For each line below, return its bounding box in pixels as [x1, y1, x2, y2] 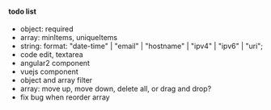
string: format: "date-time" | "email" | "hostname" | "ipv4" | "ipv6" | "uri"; [19, 41, 264, 51]
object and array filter [19, 75, 93, 85]
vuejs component [19, 67, 78, 76]
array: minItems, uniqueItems [19, 33, 118, 43]
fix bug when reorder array [19, 92, 111, 102]
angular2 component [19, 59, 91, 68]
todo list [8, 6, 36, 16]
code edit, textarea [19, 50, 83, 59]
